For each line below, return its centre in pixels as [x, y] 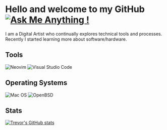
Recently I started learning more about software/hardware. [66, 39]
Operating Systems [36, 83]
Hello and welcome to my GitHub [75, 9]
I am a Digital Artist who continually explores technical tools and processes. [84, 34]
